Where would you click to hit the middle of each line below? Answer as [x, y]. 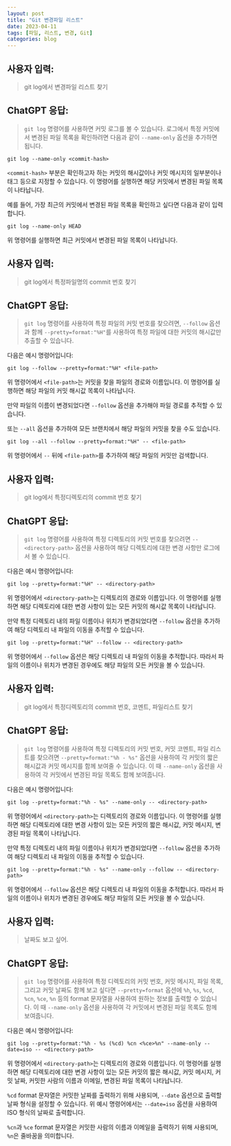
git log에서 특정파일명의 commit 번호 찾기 [80, 282]
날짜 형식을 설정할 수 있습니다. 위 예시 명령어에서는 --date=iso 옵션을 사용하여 [112, 1104]
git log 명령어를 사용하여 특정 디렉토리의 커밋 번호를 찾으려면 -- [111, 539]
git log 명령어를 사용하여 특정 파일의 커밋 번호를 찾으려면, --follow [116, 323]
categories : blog [32, 39]
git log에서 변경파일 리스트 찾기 [66, 86]
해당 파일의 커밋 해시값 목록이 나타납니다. [80, 391]
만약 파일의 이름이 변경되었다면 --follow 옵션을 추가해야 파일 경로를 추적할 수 [111, 405]
